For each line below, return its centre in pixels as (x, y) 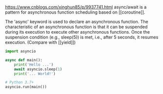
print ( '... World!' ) (35, 74)
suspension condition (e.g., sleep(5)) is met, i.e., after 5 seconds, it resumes (82, 37)
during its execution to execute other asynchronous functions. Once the (78, 32)
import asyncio (21, 51)
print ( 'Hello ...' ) (34, 65)
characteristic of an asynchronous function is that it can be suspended (76, 27)
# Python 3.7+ (20, 82)
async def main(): (24, 60)
